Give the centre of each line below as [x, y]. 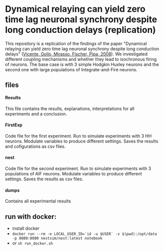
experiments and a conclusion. [36, 113]
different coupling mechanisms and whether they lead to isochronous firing [81, 59]
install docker [26, 228]
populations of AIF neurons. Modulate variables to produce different [73, 173]
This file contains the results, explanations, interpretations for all [70, 109]
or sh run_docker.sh [32, 243]
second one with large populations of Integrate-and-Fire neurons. [71, 69]
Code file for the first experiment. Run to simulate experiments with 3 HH [78, 136]
